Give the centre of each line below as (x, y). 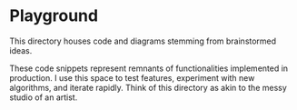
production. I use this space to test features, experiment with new (132, 77)
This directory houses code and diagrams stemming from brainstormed (143, 41)
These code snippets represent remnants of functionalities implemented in (149, 68)
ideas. (21, 50)
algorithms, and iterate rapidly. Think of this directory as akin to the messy (148, 87)
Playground (54, 16)
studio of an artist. (44, 97)
